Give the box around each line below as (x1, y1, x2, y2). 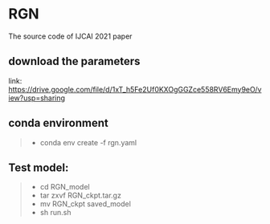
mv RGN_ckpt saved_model (39, 199, 131, 209)
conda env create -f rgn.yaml (39, 137, 137, 147)
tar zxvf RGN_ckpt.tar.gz (39, 190, 122, 201)
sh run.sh (39, 208, 72, 218)
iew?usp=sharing (8, 93, 66, 103)
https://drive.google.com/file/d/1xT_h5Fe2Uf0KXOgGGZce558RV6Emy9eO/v (8, 84, 262, 94)
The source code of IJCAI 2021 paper (8, 31, 133, 41)
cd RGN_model (39, 182, 90, 192)
